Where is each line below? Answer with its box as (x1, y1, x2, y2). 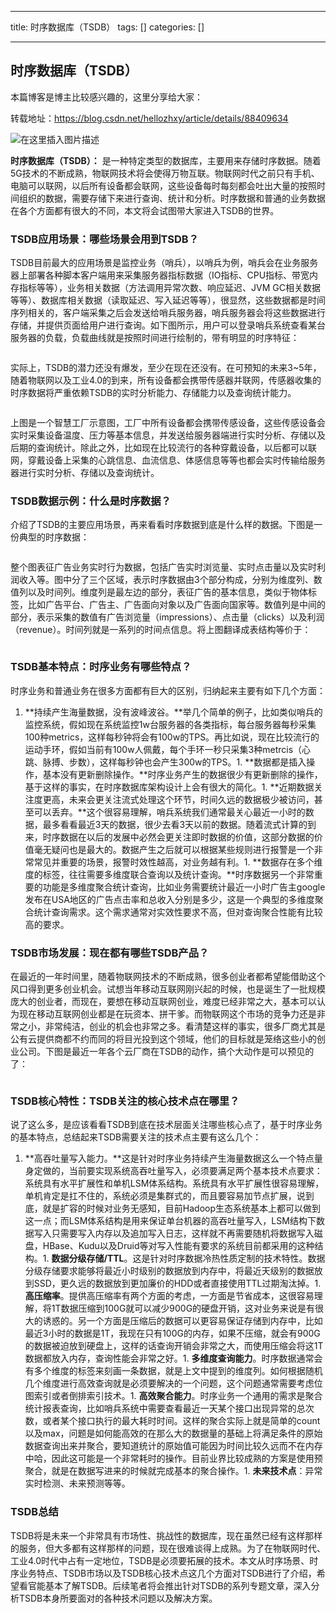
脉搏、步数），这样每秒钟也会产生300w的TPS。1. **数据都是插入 (42, 756, 307, 768)
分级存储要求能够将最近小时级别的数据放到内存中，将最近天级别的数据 (24, 1265, 315, 1277)
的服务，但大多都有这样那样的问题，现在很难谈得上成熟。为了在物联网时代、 (10, 1542, 326, 1554)
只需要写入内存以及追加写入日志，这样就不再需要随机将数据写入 (51, 1227, 315, 1240)
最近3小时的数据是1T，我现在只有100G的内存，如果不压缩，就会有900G (24, 1327, 321, 1340)
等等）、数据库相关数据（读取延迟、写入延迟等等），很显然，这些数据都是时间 (10, 294, 326, 306)
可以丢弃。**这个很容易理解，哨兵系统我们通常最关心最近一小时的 (33, 806, 306, 818)
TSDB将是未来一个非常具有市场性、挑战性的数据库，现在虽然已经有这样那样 (10, 1529, 323, 1541)
